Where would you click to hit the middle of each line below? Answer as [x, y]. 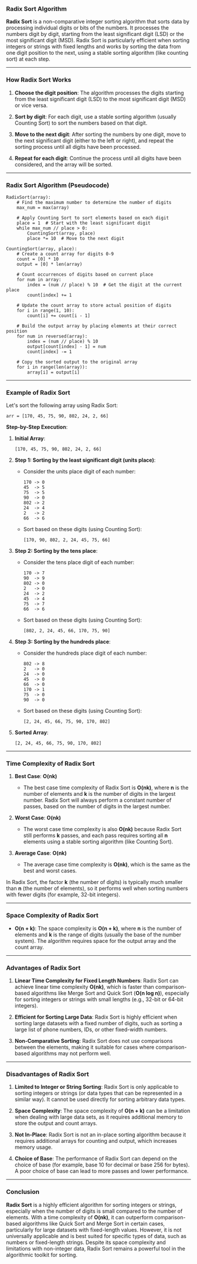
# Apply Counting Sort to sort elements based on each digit [93, 218]
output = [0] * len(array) [50, 264]
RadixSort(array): [28, 197]
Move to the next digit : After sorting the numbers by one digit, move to [100, 134]
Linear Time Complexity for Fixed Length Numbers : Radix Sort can [96, 980]
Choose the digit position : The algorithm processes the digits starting [99, 92]
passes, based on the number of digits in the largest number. [97, 806]
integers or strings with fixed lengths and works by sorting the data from [94, 46]
